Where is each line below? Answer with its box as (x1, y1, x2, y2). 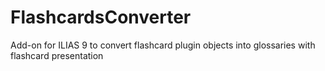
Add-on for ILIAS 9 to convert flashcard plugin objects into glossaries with (10, 39, 316, 51)
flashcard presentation (10, 49, 104, 61)
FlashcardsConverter (10, 6, 192, 29)
